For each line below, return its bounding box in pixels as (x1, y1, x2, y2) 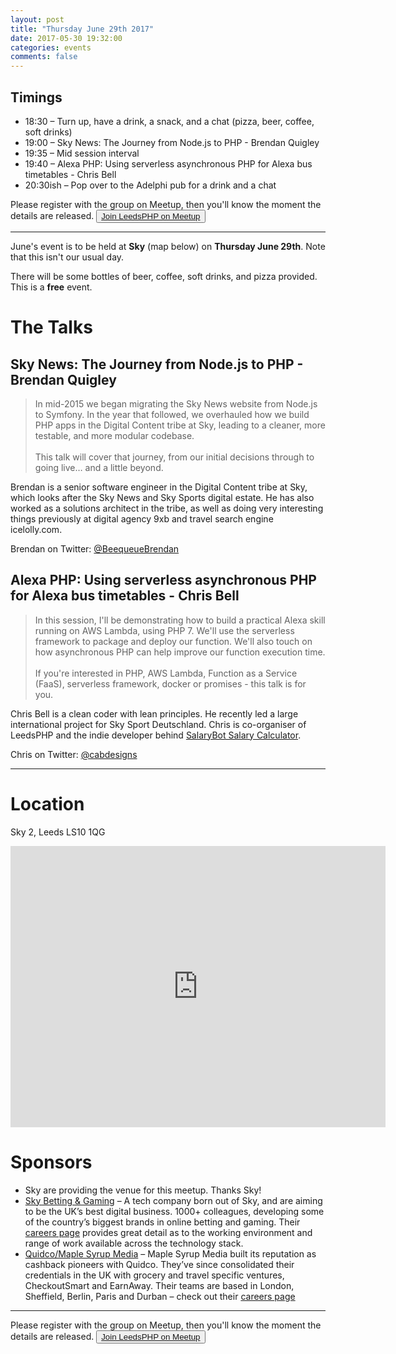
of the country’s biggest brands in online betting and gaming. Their (24, 1216, 301, 1228)
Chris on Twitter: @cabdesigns (10, 748, 138, 760)
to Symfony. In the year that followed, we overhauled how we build (34, 408, 310, 420)
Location (10, 792, 85, 815)
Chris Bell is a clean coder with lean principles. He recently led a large (10, 707, 299, 720)
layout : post (10, 14, 65, 25)
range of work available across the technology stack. (24, 1237, 244, 1249)
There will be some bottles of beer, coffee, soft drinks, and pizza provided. (10, 270, 318, 282)
